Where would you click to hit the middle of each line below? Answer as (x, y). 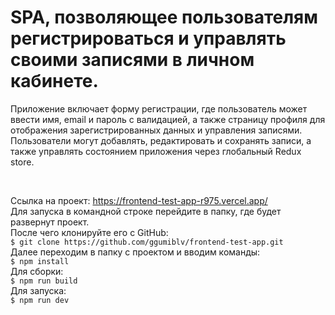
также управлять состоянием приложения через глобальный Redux (156, 151)
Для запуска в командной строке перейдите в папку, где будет (146, 211)
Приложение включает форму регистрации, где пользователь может (159, 108)
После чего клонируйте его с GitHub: (89, 232)
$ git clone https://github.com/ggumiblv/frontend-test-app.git (147, 242)
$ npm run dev (40, 300)
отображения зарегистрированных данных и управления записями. (156, 130)
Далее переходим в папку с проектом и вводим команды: (135, 252)
